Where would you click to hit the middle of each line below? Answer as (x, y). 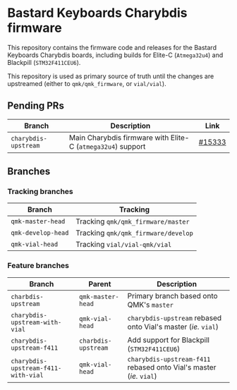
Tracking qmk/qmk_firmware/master (132, 221)
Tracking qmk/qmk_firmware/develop (134, 233)
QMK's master (151, 305)
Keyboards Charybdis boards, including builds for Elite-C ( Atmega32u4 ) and (115, 55)
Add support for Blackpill (169, 340)
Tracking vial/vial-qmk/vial (123, 245)
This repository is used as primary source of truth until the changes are (111, 76)
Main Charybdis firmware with (119, 138)
